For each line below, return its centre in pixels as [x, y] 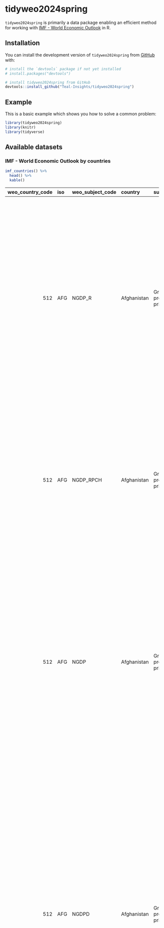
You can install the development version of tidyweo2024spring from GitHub [80, 55]
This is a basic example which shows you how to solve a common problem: [81, 114]
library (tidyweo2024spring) [34, 123]
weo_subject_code [94, 192]
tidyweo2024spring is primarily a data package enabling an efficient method [81, 22]
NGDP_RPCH [87, 480]
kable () [17, 180]
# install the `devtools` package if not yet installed [63, 69]
